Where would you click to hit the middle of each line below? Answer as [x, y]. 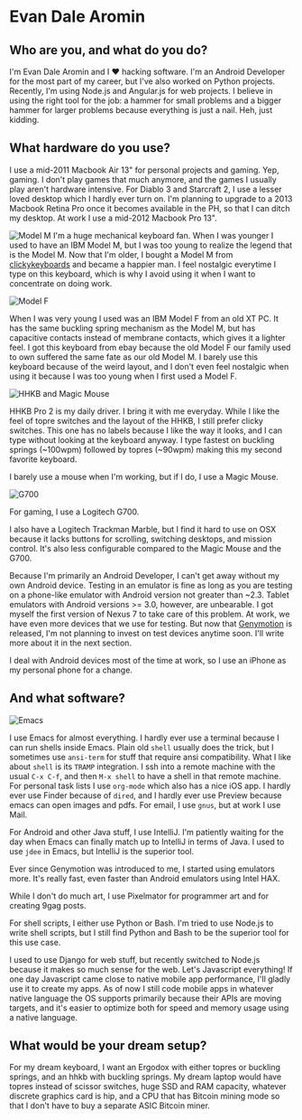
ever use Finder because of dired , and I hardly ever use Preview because [146, 795]
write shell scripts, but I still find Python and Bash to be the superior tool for [150, 932]
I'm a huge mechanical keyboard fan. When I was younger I [163, 235]
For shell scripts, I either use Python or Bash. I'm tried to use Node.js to [142, 923]
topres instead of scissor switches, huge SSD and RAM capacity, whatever [148, 1087]
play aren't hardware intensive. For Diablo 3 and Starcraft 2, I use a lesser [146, 189]
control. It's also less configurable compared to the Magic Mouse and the [146, 548]
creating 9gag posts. [48, 905]
